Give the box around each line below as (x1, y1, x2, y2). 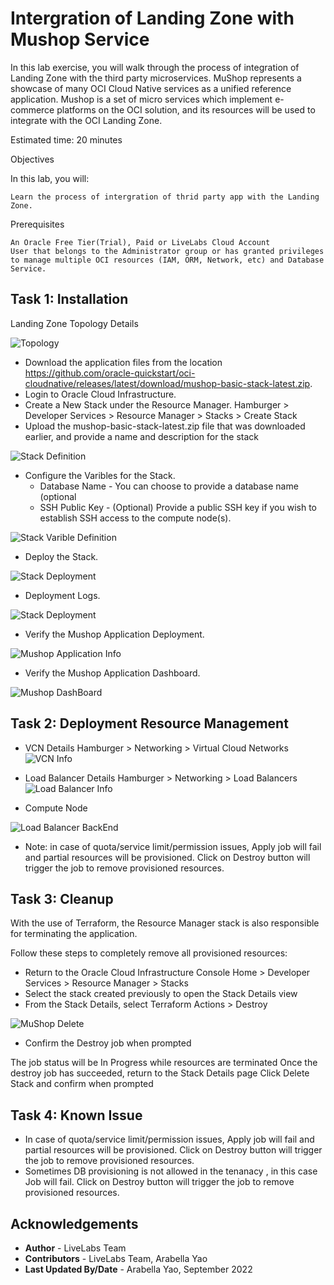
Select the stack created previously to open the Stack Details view (24, 988, 298, 1000)
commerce (10, 103, 55, 116)
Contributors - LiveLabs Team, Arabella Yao (24, 1253, 208, 1264)
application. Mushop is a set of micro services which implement (10, 93, 273, 105)
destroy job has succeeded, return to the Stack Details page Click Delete (10, 1067, 310, 1079)
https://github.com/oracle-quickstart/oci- (24, 367, 196, 379)
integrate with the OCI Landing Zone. (10, 114, 163, 126)
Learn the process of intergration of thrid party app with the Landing (10, 192, 320, 202)
